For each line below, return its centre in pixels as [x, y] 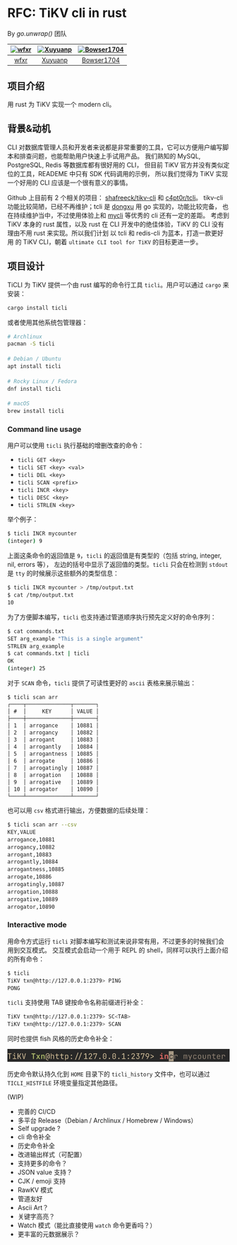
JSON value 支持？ [45, 1172]
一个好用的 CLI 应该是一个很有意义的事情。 [69, 183]
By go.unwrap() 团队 [37, 33]
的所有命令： [26, 959]
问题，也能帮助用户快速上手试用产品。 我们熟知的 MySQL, [116, 156]
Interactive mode [37, 925]
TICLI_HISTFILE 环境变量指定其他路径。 [65, 1083]
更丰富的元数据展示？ [48, 1234]
